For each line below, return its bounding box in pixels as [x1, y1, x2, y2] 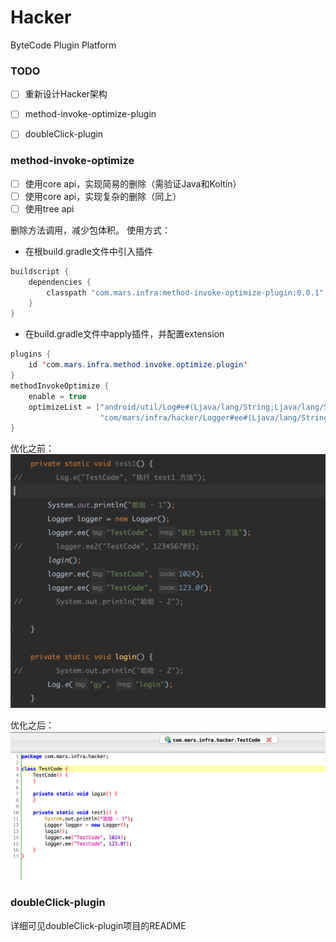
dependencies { [28, 277, 92, 287]
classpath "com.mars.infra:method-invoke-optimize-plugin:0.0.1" [46, 287, 325, 298]
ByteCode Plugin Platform [10, 39, 117, 51]
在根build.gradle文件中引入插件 [24, 245, 153, 257]
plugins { [10, 349, 52, 360]
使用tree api [24, 202, 75, 215]
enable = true [28, 391, 87, 401]
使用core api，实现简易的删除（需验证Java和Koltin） [24, 177, 242, 190]
